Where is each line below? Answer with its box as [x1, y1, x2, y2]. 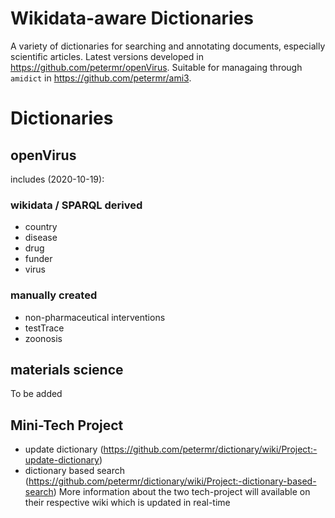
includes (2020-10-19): [10, 173, 105, 185]
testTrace [24, 322, 65, 334]
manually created [10, 288, 98, 302]
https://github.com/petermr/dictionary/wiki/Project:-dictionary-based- [28, 475, 317, 487]
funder [24, 253, 53, 265]
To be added [10, 388, 63, 400]
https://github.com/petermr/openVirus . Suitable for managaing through [10, 61, 303, 73]
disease [24, 232, 58, 244]
